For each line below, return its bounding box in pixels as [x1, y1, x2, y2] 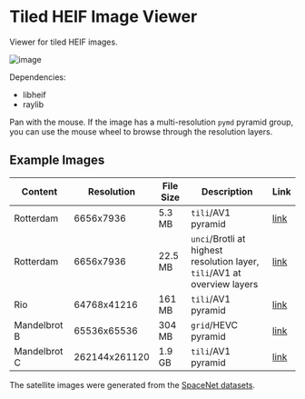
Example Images [9, 153, 105, 168]
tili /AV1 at [190, 266, 241, 279]
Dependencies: [9, 71, 66, 83]
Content [21, 185, 58, 197]
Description [201, 185, 253, 197]
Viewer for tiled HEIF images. [9, 36, 118, 47]
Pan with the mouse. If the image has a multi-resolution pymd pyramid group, [9, 116, 294, 127]
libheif [22, 89, 47, 100]
